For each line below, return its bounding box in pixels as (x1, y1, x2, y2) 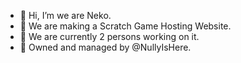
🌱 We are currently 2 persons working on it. (19, 31, 200, 42)
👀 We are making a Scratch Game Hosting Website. (19, 20, 232, 32)
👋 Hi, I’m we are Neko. (19, 10, 112, 21)
